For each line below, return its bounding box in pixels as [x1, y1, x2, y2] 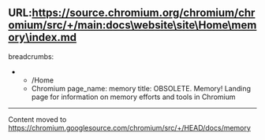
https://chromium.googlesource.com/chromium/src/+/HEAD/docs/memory [8, 123, 251, 132]
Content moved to [8, 114, 67, 124]
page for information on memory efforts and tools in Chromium [31, 92, 236, 101]
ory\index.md [8, 31, 77, 44]
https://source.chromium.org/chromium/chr [32, 6, 256, 20]
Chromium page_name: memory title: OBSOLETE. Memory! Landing [31, 83, 251, 93]
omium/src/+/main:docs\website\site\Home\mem [8, 19, 257, 32]
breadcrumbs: [8, 51, 54, 61]
